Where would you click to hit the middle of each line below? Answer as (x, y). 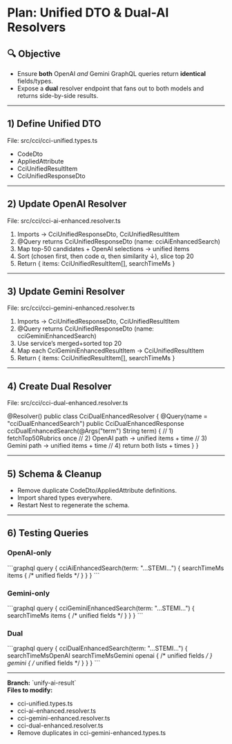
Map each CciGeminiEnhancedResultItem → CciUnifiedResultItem (111, 351)
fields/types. (35, 81)
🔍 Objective (34, 53)
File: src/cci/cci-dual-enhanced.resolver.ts (68, 403)
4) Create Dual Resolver (59, 386)
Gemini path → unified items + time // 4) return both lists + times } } (103, 446)
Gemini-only (29, 593)
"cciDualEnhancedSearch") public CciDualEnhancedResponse (96, 424)
